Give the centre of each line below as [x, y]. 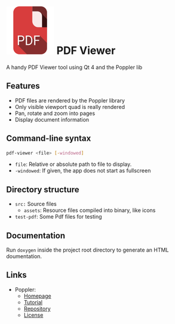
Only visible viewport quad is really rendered [70, 107]
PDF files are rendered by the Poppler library [70, 100]
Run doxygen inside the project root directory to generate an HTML [87, 250]
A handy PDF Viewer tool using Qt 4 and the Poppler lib [74, 67]
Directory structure [43, 190]
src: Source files [36, 204]
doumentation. [24, 256]
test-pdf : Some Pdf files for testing [58, 217]
